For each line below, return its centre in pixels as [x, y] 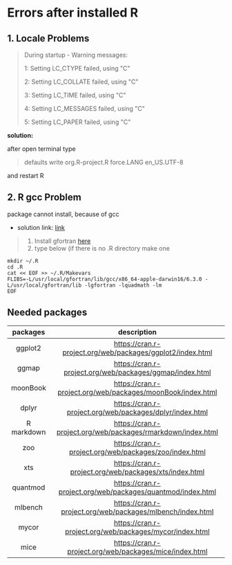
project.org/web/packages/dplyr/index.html [137, 412]
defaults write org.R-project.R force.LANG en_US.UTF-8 [104, 162]
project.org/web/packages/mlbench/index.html [137, 512]
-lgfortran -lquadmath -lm [123, 285]
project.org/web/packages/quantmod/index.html [137, 492]
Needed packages [47, 313]
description [137, 332]
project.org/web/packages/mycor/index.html [137, 531]
